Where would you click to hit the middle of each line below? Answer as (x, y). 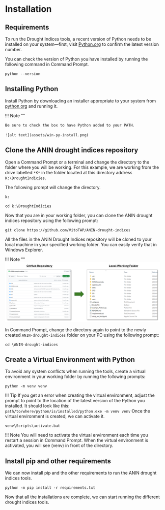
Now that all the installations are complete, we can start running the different (82, 497)
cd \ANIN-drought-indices (31, 345)
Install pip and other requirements (58, 461)
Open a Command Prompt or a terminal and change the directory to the (77, 162)
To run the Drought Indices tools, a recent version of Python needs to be (78, 39)
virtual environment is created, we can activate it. (55, 416)
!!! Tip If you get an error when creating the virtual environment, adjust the (80, 395)
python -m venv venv (26, 386)
